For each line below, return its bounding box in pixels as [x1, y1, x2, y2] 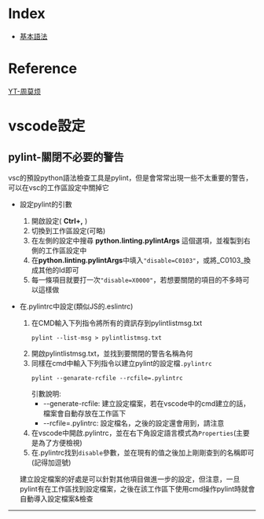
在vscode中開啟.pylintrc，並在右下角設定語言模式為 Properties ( [31, 428, 236, 437]
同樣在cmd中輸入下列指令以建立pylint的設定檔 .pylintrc [31, 358, 212, 367]
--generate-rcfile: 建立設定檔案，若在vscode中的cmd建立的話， [42, 398, 250, 408]
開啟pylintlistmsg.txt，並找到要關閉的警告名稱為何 [31, 349, 193, 358]
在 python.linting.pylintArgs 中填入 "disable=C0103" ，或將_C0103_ [31, 255, 244, 265]
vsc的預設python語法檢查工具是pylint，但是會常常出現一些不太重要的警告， [8, 173, 253, 182]
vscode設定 [8, 117, 86, 135]
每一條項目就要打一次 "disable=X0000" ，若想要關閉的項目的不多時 [31, 275, 243, 284]
